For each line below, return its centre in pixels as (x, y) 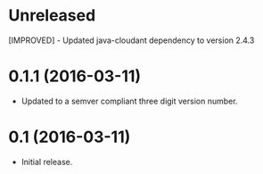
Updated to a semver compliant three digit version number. (129, 101)
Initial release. (47, 162)
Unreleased (52, 16)
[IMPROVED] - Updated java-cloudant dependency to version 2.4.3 (131, 40)
